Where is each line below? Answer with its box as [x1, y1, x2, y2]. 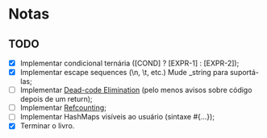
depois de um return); [19, 94, 93, 104]
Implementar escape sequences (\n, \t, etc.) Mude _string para [19, 68, 228, 77]
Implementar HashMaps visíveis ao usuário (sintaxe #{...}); [19, 112, 215, 122]
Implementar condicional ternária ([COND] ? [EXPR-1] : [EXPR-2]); [19, 58, 240, 68]
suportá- [229, 68, 260, 77]
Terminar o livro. [19, 121, 75, 131]
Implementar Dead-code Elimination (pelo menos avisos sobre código [19, 86, 252, 95]
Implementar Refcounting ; [19, 102, 107, 113]
